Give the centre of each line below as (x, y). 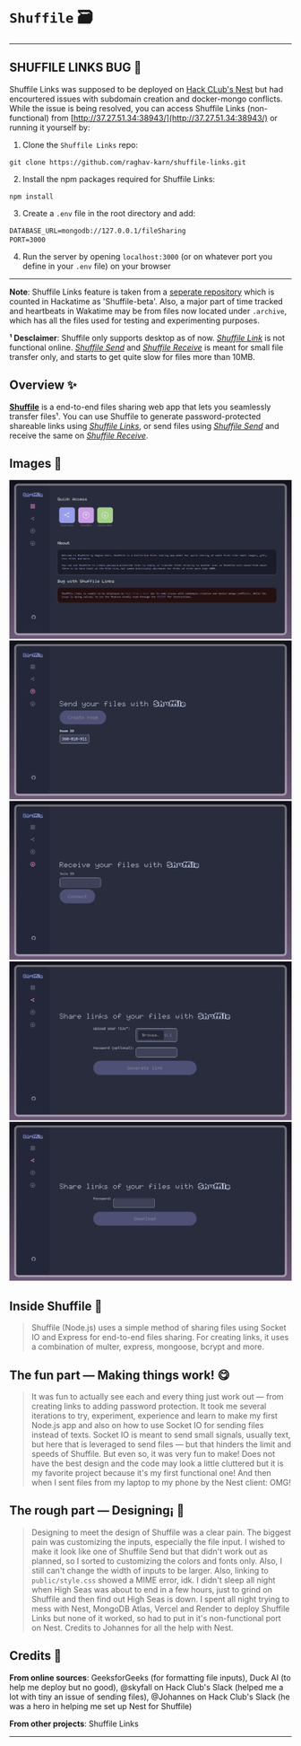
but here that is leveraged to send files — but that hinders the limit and (161, 1444)
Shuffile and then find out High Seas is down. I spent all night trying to (160, 1599)
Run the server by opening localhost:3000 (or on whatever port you (147, 256)
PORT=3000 (28, 240)
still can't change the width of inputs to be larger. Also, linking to (150, 1570)
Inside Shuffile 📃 (56, 1306)
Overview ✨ (43, 386)
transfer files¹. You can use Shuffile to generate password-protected (135, 416)
